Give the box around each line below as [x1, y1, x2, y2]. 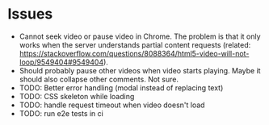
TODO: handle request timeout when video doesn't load [19, 100, 205, 110]
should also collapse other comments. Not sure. [19, 74, 179, 84]
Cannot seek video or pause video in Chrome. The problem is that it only [19, 31, 261, 41]
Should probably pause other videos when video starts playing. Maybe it [19, 65, 261, 75]
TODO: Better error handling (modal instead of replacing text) [19, 82, 224, 93]
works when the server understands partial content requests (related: [19, 40, 251, 49]
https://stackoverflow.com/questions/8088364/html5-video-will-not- [19, 48, 250, 58]
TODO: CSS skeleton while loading [19, 91, 135, 101]
